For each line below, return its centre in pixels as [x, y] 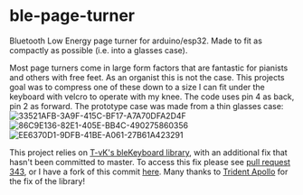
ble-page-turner [72, 16]
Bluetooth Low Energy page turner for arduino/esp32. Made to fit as [136, 41]
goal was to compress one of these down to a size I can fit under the [137, 87]
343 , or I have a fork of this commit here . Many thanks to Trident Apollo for [149, 172]
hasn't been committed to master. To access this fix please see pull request [150, 162]
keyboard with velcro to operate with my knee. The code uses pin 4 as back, [152, 97]
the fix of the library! [47, 181]
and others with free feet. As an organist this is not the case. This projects [147, 77]
